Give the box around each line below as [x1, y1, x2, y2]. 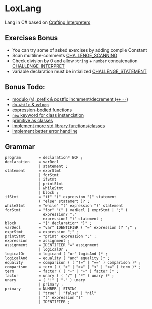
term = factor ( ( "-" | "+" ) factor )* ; [5, 269, 119, 274]
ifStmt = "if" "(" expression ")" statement [5, 195, 117, 200]
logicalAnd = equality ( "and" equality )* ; [5, 256, 110, 261]
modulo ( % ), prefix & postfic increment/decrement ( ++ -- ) [12, 96, 128, 102]
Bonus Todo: [5, 83, 46, 91]
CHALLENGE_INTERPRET [12, 63, 65, 69]
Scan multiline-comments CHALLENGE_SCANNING [12, 52, 118, 58]
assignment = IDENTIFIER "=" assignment [5, 243, 99, 248]
